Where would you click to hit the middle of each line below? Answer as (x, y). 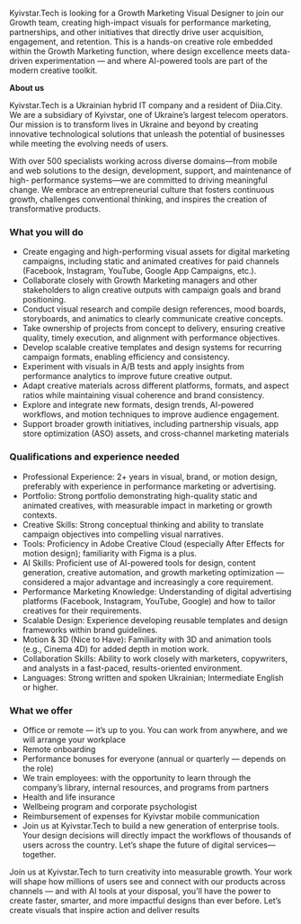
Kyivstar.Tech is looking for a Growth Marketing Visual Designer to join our (147, 13)
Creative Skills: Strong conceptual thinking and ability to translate (143, 524)
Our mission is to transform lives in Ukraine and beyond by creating (134, 124)
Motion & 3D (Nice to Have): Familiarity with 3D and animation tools (147, 639)
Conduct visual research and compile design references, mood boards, (154, 309)
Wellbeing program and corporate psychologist (110, 806)
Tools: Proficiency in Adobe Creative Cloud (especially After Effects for (153, 543)
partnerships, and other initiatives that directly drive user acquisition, (137, 32)
